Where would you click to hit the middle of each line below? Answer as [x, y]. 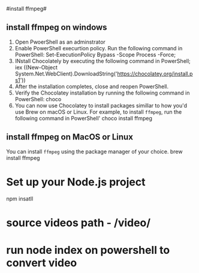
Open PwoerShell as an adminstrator [60, 42]
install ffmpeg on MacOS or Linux [70, 137]
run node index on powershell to [88, 250]
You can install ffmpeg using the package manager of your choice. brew [94, 151]
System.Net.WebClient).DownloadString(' [66, 74]
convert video [42, 263]
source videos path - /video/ [79, 222]
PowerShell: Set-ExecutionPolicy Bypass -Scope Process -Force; [95, 54]
